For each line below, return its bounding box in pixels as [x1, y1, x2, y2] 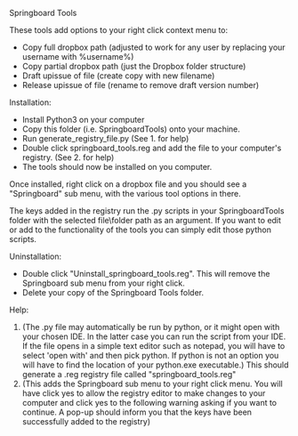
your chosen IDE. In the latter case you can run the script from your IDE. [21, 331, 286, 342]
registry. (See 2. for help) [21, 152, 115, 163]
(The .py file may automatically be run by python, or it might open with [21, 322, 280, 332]
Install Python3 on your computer [21, 115, 145, 125]
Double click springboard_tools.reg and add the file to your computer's [21, 142, 282, 153]
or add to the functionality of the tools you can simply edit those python [9, 224, 271, 235]
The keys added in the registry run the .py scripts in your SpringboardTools [9, 206, 285, 216]
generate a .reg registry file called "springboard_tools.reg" [21, 369, 237, 379]
